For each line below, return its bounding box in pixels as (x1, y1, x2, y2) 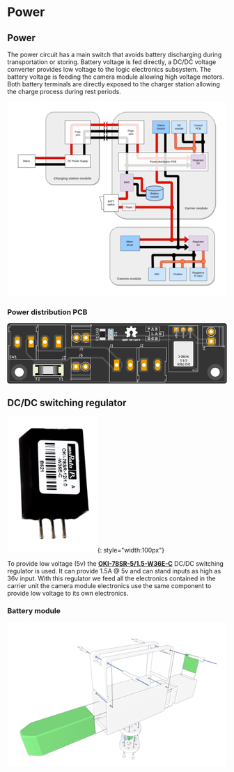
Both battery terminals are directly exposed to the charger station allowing (7, 80, 221, 88)
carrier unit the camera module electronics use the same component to (7, 581, 212, 589)
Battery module (7, 606, 61, 616)
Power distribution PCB (7, 307, 88, 317)
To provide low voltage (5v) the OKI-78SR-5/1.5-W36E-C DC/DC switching (7, 559, 224, 568)
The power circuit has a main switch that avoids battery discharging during (7, 50, 222, 59)
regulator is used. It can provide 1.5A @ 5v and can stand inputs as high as (7, 566, 221, 575)
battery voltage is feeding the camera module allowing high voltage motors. (7, 72, 224, 81)
